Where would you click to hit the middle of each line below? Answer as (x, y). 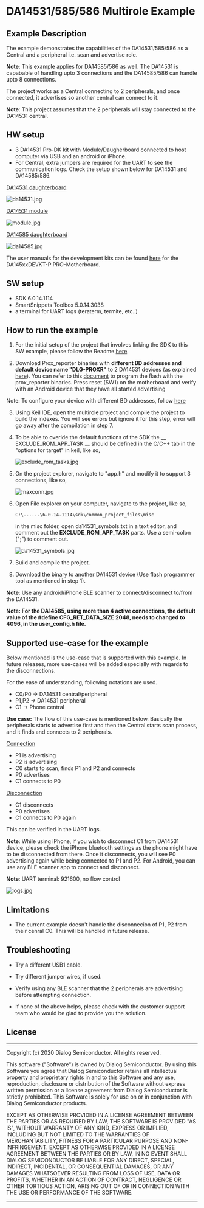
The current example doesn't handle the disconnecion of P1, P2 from (101, 925)
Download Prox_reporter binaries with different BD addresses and (98, 363)
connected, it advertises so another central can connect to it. (83, 98)
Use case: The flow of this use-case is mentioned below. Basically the (94, 719)
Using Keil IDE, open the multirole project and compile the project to (100, 412)
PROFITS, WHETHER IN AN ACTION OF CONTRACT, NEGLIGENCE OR (94, 1179)
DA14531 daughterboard (36, 187)
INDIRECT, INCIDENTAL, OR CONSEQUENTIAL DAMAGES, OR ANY (90, 1167)
